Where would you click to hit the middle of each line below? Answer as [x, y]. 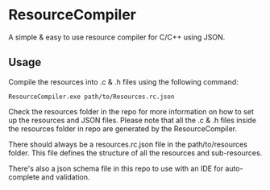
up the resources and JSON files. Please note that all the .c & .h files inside [132, 120]
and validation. [66, 177]
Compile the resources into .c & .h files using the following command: [124, 81]
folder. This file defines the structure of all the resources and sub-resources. [135, 153]
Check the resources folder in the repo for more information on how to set [131, 111]
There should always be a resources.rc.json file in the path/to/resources [128, 144]
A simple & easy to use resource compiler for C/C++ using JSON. [117, 37]
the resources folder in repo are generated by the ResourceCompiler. [123, 128]
